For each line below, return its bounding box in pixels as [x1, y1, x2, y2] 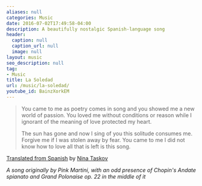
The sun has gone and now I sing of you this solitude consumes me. [21, 129, 193, 137]
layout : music [6, 54, 43, 60]
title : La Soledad [6, 77, 53, 83]
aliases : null [6, 9, 43, 15]
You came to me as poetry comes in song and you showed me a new [21, 105, 195, 112]
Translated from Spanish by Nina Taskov [6, 154, 108, 162]
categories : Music [6, 15, 53, 21]
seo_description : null [6, 60, 64, 66]
